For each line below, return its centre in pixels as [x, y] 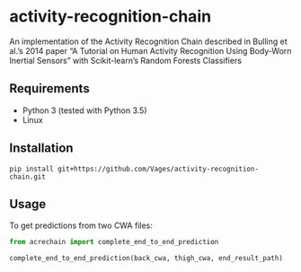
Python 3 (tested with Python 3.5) [84, 110]
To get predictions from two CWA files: [81, 225]
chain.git [28, 177]
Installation [41, 149]
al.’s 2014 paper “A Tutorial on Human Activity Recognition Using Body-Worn [150, 50]
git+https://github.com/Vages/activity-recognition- [158, 169]
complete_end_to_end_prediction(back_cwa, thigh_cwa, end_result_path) [146, 259]
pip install [31, 169]
